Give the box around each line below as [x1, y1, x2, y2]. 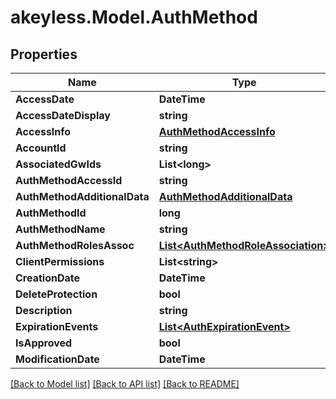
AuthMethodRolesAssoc [15, 239, 135, 252]
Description [15, 304, 73, 317]
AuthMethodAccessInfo [158, 125, 276, 138]
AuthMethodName [15, 222, 106, 236]
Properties [10, 46, 78, 63]
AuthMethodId [15, 206, 87, 220]
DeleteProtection [15, 287, 98, 301]
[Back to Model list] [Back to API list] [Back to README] [10, 378, 240, 390]
